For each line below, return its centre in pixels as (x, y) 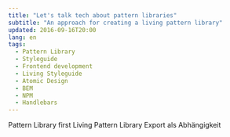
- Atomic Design (42, 81)
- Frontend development (54, 67)
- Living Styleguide (49, 74)
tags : (17, 45)
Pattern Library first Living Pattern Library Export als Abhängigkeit (115, 125)
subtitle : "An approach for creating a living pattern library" (115, 23)
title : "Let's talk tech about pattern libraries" (93, 15)
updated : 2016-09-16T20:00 (52, 30)
